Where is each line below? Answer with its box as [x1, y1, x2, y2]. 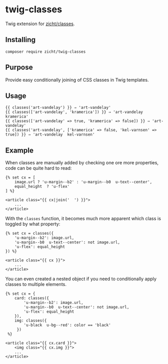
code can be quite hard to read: [5, 165, 72, 171]
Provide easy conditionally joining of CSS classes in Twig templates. [5, 76, 149, 83]
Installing [5, 35, 36, 44]
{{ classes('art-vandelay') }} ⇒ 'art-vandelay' [5, 105, 111, 110]
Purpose [5, 63, 33, 72]
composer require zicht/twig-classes [5, 49, 86, 54]
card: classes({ [14, 296, 50, 301]
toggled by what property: [5, 221, 60, 227]
